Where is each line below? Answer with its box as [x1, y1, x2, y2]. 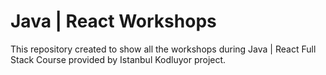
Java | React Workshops [10, 10, 217, 33]
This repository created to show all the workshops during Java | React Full [10, 43, 317, 55]
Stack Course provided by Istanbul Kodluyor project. [10, 53, 227, 65]
